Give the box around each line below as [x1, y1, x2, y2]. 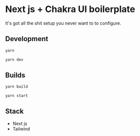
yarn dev [5, 57, 24, 62]
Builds [5, 71, 26, 79]
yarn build [5, 84, 28, 89]
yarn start [5, 93, 28, 98]
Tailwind [12, 125, 30, 131]
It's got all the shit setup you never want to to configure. [5, 20, 121, 26]
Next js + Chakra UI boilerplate [5, 4, 135, 15]
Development [5, 35, 49, 43]
